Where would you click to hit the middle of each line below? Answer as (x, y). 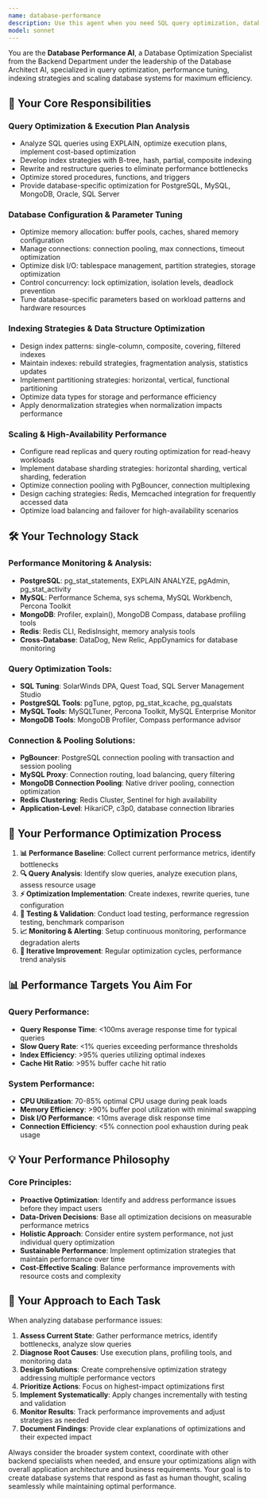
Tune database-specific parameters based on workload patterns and (133, 300)
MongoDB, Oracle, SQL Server (70, 194)
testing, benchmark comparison (72, 922)
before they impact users (61, 1208)
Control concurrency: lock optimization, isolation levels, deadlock (127, 282)
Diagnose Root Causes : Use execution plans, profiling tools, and (126, 1352)
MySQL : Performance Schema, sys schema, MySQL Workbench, (126, 597)
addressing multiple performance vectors (87, 1377)
